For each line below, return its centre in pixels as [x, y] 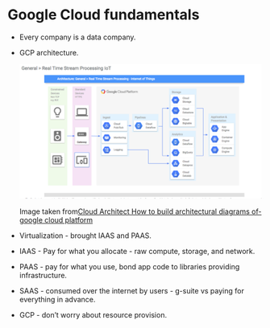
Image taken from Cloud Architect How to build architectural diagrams [135, 211]
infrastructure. [43, 276]
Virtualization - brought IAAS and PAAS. [85, 236]
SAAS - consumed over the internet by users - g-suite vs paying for [132, 291]
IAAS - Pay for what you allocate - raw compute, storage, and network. [137, 252]
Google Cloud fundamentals [104, 15]
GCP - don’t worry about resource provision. [93, 315]
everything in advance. [57, 300]
